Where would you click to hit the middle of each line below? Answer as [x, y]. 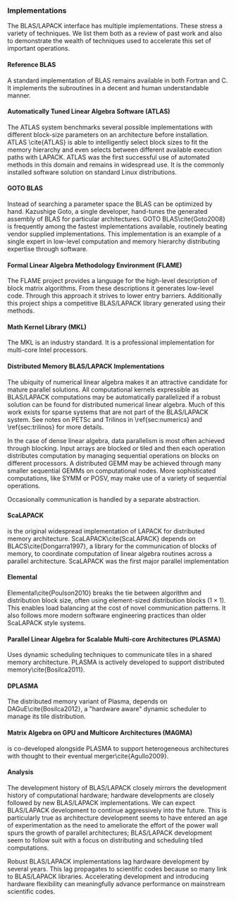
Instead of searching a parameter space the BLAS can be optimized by [110, 204]
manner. [19, 95]
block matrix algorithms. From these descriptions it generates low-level [111, 289]
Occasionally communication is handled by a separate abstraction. [104, 499]
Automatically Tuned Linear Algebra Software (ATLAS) [89, 111]
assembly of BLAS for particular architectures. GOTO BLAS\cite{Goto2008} [117, 219]
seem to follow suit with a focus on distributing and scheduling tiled [105, 840]
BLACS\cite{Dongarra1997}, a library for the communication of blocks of [112, 546]
